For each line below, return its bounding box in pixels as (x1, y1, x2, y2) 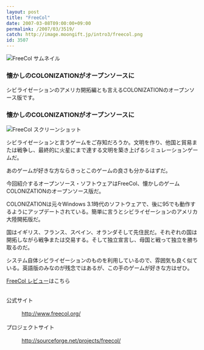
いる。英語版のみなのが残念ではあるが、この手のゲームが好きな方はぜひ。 (6, 264, 193, 271)
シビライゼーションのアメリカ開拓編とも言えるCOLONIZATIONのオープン (6, 86, 190, 94)
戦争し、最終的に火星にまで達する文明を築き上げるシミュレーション (16, 146, 188, 153)
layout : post (6, 9, 40, 15)
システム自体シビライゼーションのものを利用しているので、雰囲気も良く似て (6, 256, 198, 264)
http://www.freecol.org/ (21, 310, 81, 317)
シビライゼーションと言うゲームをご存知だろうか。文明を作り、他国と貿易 (6, 138, 192, 146)
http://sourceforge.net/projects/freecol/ (21, 337, 121, 344)
